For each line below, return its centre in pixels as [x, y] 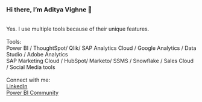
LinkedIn [17, 86]
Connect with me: [28, 80]
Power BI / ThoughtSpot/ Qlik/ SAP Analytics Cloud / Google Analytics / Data [101, 48]
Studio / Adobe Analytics [37, 55]
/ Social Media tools [31, 67]
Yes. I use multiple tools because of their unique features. [78, 29]
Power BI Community [33, 93]
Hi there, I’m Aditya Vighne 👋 [49, 10]
